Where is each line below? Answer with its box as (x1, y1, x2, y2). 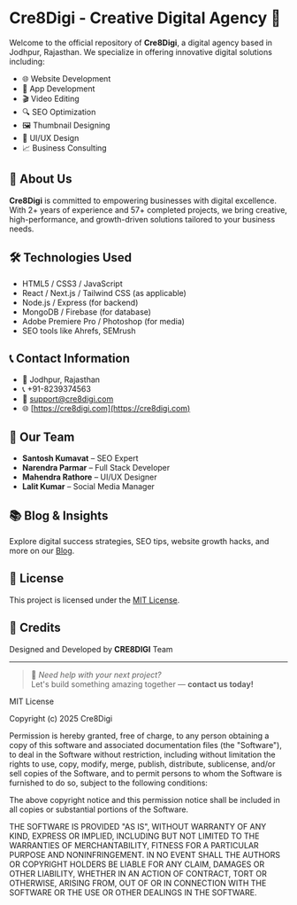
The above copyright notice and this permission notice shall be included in (9, 794, 280, 805)
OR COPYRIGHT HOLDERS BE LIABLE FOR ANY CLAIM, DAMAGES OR (9, 859, 265, 870)
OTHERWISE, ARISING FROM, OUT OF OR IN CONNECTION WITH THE (9, 878, 267, 888)
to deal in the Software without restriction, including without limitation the (9, 749, 276, 760)
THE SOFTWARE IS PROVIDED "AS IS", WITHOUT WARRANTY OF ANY (9, 821, 267, 831)
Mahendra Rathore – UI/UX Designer (21, 472, 157, 482)
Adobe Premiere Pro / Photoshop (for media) (21, 316, 186, 326)
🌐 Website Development (21, 73, 111, 83)
